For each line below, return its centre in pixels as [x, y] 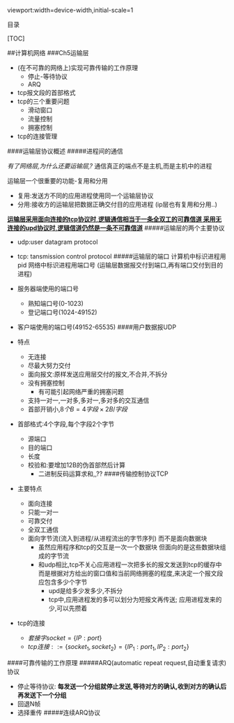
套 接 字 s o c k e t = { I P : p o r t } [65, 638]
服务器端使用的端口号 [48, 289]
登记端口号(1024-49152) [62, 312]
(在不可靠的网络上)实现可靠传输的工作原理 [78, 68]
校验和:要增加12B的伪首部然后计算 [77, 465]
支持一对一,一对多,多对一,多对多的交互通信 [88, 400]
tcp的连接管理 [37, 136]
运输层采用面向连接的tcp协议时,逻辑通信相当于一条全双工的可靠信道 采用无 [115, 219]
